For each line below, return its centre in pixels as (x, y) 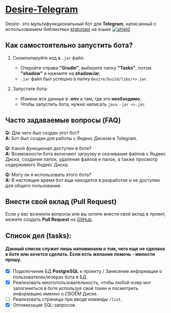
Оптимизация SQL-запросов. (45, 305)
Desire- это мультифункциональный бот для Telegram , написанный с (81, 24)
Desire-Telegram (42, 10)
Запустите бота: (30, 89)
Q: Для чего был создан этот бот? (42, 133)
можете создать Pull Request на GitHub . (49, 219)
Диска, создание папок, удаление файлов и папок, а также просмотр (81, 159)
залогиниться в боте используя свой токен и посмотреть (76, 288)
